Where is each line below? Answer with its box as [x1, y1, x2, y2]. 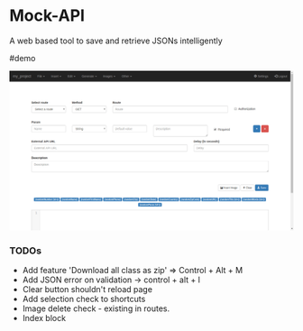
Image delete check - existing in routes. [22, 303, 170, 314]
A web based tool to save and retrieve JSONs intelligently [9, 35, 223, 46]
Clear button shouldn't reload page [22, 284, 153, 295]
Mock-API [9, 5, 86, 26]
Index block [22, 313, 66, 324]
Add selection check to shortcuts [22, 294, 146, 305]
